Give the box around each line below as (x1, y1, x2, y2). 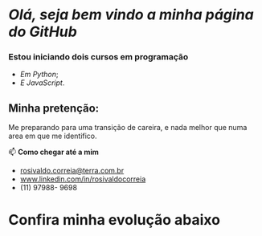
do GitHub (8, 22, 78, 41)
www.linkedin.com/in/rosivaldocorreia (19, 174, 146, 184)
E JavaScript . (19, 78, 65, 87)
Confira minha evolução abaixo (8, 211, 221, 230)
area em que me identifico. (8, 131, 98, 141)
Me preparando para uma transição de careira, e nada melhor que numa (8, 123, 248, 132)
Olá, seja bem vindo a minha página (8, 6, 255, 24)
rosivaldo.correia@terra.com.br (19, 166, 125, 176)
